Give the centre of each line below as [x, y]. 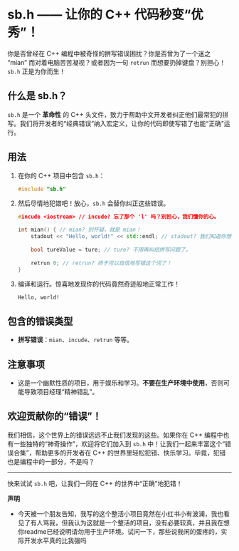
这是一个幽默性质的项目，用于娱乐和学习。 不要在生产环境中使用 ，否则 [121, 383]
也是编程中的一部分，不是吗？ [51, 461]
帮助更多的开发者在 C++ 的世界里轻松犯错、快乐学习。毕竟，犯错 [131, 453]
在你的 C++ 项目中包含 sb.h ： [61, 175]
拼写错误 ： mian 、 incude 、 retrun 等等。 [75, 340]
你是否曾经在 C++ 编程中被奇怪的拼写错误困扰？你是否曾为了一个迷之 [109, 53]
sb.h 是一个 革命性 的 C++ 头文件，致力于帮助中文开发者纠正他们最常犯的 [115, 114]
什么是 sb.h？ [37, 96]
